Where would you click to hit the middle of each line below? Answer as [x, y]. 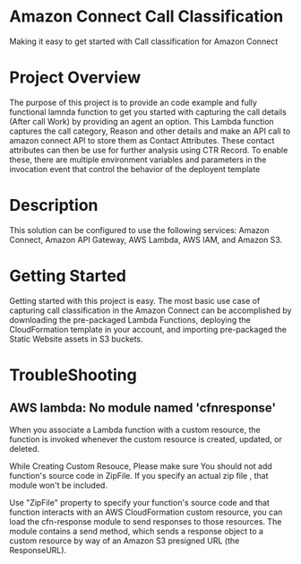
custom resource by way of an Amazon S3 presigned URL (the [125, 541]
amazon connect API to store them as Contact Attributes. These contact [142, 140]
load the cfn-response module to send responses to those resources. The [146, 521]
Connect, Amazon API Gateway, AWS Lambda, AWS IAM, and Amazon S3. [146, 239]
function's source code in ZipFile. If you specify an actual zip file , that [139, 475]
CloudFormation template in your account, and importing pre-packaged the [148, 329]
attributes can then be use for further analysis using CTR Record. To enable [149, 150]
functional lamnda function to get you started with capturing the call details [148, 112]
